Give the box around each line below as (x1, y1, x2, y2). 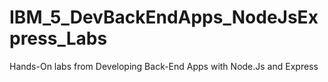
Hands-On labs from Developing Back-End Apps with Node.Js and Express (9, 60, 319, 72)
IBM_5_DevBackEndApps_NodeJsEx (9, 6, 319, 29)
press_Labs (9, 27, 108, 50)
